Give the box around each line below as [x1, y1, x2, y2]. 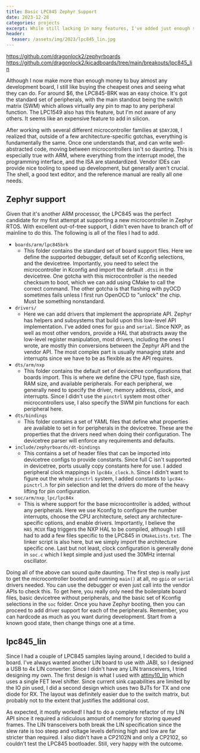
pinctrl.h [23, 482, 49, 488]
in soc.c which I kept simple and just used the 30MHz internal [23, 550, 175, 558]
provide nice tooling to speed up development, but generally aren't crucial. [6, 164, 189, 172]
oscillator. [23, 557, 48, 564]
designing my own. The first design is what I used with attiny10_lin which [6, 671, 185, 679]
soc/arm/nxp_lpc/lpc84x [14, 495, 74, 501]
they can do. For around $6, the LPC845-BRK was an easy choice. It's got [6, 90, 187, 97]
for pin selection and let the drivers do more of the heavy [49, 481, 189, 488]
